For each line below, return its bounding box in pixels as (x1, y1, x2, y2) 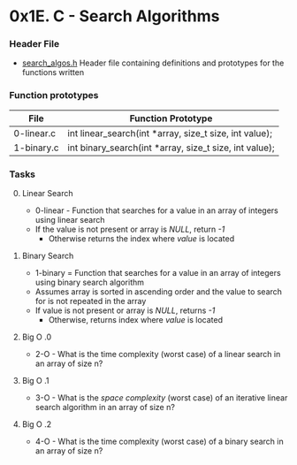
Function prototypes (9, 89, 99, 102)
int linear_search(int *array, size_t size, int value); (67, 126, 272, 139)
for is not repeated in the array (34, 296, 147, 307)
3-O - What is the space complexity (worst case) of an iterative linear (34, 393, 288, 403)
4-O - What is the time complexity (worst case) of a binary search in (34, 436, 285, 447)
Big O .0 (21, 332, 52, 342)
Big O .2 (21, 419, 52, 430)
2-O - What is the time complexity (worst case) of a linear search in (34, 349, 281, 360)
